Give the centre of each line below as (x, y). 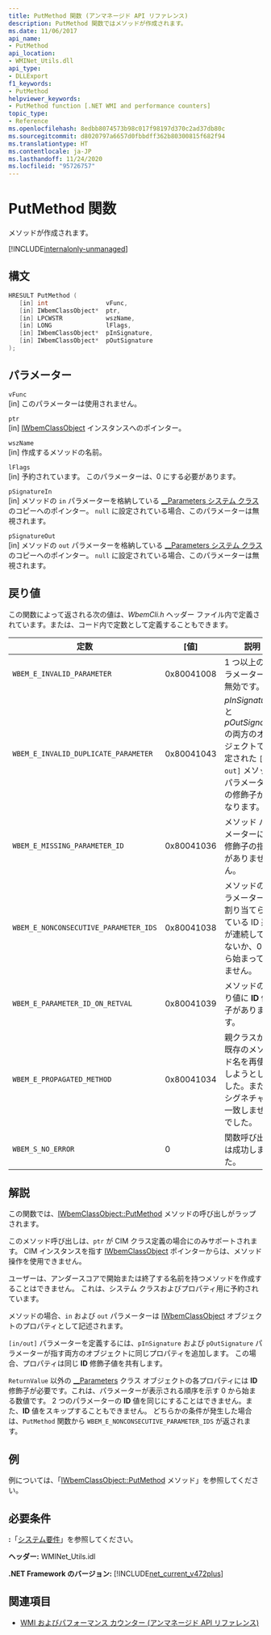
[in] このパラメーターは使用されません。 (75, 403)
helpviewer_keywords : (45, 99)
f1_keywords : (30, 83)
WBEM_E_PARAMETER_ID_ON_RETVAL (73, 1003)
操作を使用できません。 (47, 1261)
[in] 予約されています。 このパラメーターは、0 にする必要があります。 (124, 476)
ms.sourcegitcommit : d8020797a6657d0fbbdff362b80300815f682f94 (117, 136)
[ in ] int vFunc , (73, 303)
